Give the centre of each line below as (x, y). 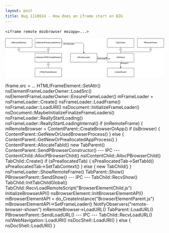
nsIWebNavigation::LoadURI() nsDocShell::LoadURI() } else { (68, 220)
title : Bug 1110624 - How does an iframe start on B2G (64, 16)
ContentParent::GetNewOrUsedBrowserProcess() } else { (65, 134)
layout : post (19, 11)
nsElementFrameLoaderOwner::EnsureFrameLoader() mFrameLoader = (79, 96)
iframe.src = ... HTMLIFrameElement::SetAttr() (53, 86)
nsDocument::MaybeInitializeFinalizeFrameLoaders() (60, 112)
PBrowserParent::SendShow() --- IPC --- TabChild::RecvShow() (71, 177)
